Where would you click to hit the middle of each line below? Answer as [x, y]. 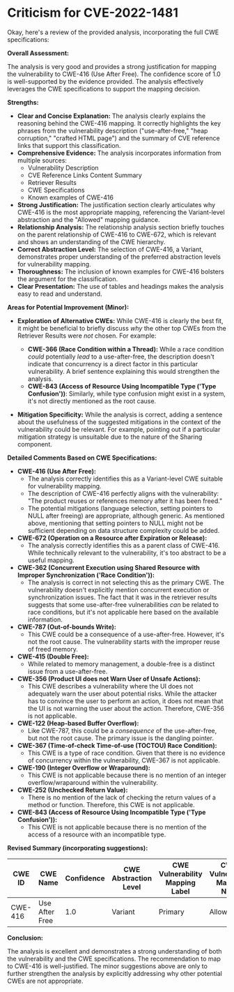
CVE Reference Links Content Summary [85, 175]
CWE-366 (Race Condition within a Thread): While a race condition [126, 349]
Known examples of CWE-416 [70, 197]
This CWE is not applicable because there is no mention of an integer [127, 775]
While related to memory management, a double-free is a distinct [121, 663]
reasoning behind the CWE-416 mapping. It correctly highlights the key [119, 123]
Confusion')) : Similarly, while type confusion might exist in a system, [127, 393]
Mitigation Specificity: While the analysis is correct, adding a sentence [120, 414]
